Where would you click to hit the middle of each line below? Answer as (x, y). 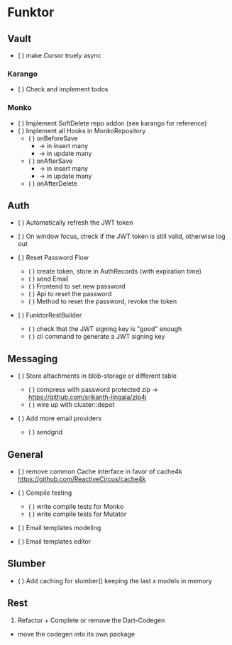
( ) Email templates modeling (59, 528)
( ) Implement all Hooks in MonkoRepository (82, 130)
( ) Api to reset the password (70, 294)
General (26, 454)
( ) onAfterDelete (53, 183)
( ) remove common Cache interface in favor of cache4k (100, 471)
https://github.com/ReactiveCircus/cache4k (82, 479)
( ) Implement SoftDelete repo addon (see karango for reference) (112, 123)
